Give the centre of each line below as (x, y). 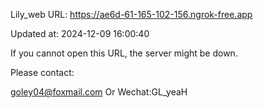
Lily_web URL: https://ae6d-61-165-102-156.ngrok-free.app (131, 14)
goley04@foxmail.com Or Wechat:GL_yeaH (99, 92)
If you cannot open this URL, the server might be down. (124, 53)
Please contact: (42, 72)
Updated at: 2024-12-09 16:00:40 (80, 33)
